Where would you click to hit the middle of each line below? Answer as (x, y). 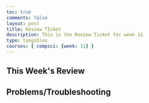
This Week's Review (46, 71)
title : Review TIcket (34, 29)
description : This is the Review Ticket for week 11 (75, 35)
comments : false (27, 18)
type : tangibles (27, 40)
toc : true (19, 12)
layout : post (23, 23)
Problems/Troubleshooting (59, 92)
